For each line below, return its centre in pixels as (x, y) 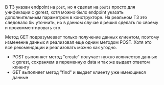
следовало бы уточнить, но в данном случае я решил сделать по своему (82, 22)
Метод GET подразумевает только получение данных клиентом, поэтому (82, 37)
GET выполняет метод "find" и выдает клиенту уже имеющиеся (79, 72)
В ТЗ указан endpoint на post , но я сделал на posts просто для (70, 7)
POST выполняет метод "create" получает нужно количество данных (85, 57)
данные (20, 77)
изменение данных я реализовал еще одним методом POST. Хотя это (78, 42)
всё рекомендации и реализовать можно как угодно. (61, 47)
